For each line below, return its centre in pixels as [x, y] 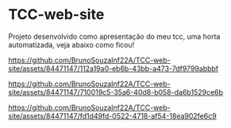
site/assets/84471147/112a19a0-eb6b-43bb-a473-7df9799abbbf [114, 68]
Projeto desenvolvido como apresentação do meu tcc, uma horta [114, 36]
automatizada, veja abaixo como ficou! [71, 44]
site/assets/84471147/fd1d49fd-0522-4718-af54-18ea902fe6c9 [112, 115]
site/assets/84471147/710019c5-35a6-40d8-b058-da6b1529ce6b [116, 92]
